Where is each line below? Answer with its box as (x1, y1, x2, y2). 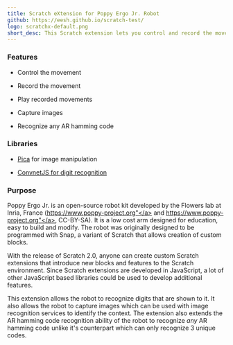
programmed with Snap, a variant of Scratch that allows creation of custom (7, 231, 222, 239)
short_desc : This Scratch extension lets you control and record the (7, 29, 213, 37)
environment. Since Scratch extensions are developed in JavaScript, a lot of (7, 266, 224, 274)
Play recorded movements (17, 95, 93, 103)
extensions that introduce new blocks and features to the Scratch (7, 259, 194, 267)
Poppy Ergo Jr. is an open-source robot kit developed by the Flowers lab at (7, 202, 222, 210)
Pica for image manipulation (17, 154, 98, 163)
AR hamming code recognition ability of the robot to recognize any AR (7, 317, 207, 325)
